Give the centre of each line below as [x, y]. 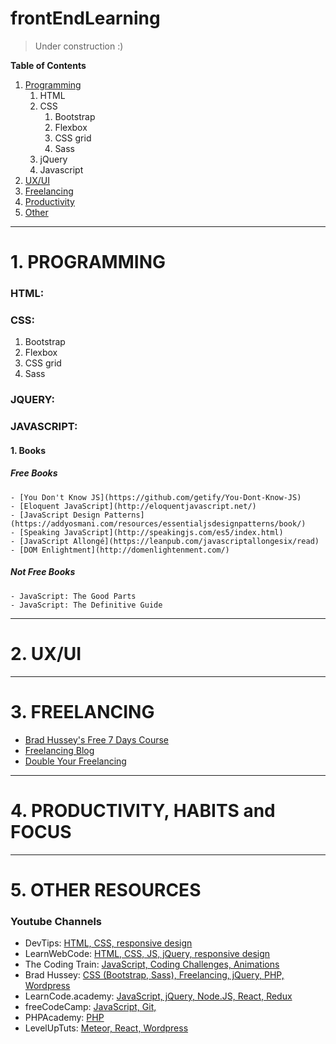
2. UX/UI [46, 653]
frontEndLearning [85, 18]
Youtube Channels [56, 921]
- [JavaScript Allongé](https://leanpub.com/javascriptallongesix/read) [165, 541]
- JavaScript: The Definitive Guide [86, 605]
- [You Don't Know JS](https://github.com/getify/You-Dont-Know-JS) [156, 497]
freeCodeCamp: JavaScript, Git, [90, 1007]
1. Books [28, 450]
